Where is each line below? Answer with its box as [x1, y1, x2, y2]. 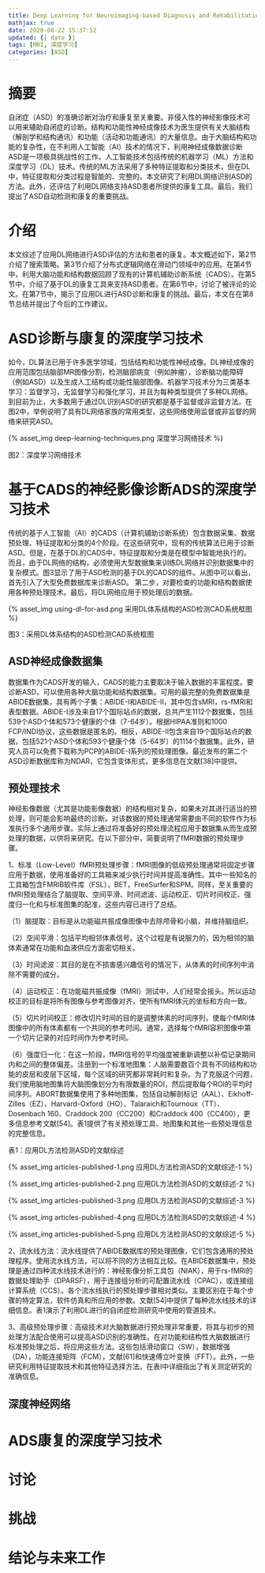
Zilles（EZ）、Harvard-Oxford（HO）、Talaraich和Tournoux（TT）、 [8, 1099, 225, 1108]
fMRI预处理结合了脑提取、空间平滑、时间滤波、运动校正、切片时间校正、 [8, 890, 244, 899]
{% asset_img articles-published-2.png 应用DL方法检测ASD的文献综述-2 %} [8, 1179, 256, 1189]
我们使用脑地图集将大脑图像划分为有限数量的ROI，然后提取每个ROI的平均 [8, 1079, 246, 1089]
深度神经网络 [8, 1397, 71, 1410]
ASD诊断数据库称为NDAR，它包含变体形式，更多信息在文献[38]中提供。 [8, 756, 242, 766]
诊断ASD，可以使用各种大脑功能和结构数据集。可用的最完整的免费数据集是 [8, 687, 251, 696]
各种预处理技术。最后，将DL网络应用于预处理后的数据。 [14, 587, 197, 596]
